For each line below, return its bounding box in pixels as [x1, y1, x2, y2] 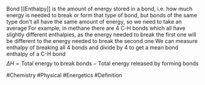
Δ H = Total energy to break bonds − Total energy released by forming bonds [6, 60, 199, 67]
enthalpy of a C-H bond [6, 50, 66, 57]
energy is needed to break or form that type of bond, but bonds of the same [6, 12, 197, 19]
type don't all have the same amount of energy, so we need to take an [6, 18, 182, 25]
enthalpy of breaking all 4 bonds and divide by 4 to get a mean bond [6, 44, 179, 51]
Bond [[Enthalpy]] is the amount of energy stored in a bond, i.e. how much [6, 5, 193, 12]
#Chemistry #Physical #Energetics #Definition [6, 72, 123, 78]
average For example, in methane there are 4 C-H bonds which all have [6, 24, 186, 32]
